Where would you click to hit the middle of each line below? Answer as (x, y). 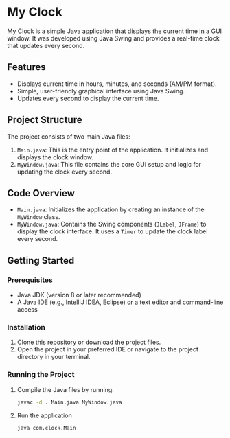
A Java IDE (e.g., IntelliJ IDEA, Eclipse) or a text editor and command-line (120, 302)
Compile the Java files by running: (66, 389)
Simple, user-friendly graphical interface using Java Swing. (101, 91)
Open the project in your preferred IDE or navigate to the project (108, 349)
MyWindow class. (38, 217)
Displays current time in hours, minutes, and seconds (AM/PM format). (117, 84)
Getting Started (41, 261)
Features (26, 67)
